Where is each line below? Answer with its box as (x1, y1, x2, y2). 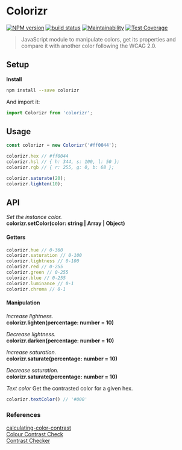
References (6, 410, 41, 419)
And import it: (6, 98, 40, 105)
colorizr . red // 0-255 (6, 264, 63, 270)
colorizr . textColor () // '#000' (6, 396, 87, 402)
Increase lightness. (6, 312, 54, 319)
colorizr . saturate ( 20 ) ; (6, 175, 66, 181)
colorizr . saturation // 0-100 (6, 253, 83, 259)
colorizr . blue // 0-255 (6, 275, 66, 281)
